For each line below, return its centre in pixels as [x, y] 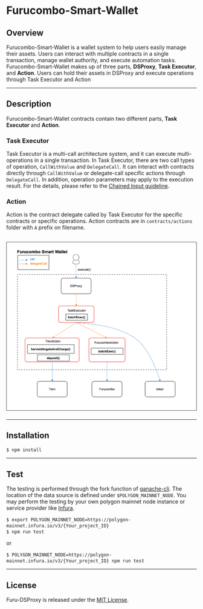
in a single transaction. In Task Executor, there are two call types [114, 160]
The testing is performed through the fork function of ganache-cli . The [94, 489]
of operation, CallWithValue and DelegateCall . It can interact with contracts [100, 167]
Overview [25, 33]
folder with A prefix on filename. [46, 228]
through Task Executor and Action [49, 79]
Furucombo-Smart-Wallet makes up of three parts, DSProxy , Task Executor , [101, 66]
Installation [28, 436]
